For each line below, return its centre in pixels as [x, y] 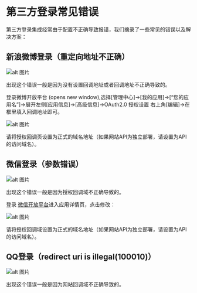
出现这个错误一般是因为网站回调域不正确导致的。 [65, 284]
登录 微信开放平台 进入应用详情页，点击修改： [61, 204]
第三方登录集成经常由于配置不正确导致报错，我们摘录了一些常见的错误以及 [96, 29]
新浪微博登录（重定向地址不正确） [68, 57]
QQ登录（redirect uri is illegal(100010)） [81, 256]
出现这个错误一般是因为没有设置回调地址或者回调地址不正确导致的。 [88, 84]
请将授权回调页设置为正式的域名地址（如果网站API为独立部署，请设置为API [96, 137]
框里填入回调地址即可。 [34, 111]
